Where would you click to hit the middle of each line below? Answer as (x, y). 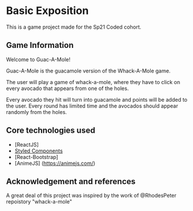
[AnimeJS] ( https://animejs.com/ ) (55, 163)
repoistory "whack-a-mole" (39, 202)
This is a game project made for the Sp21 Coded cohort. (74, 27)
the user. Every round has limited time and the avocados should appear (92, 106)
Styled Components (39, 151)
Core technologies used (51, 131)
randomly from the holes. (37, 112)
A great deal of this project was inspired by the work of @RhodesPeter (92, 196)
